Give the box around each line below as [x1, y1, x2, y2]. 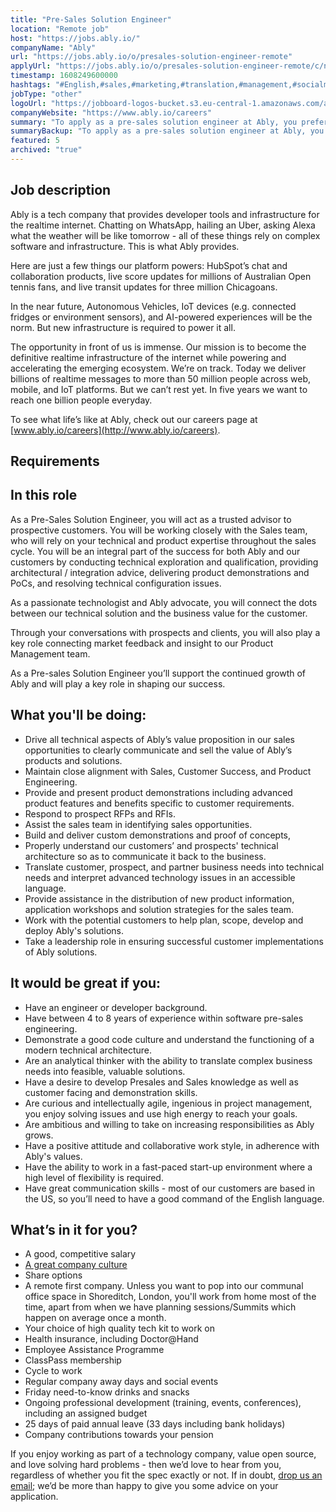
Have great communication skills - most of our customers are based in [24, 1182, 316, 1194]
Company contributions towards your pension [24, 1429, 214, 1441]
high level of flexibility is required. [24, 1171, 164, 1183]
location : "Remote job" [10, 24, 110, 34]
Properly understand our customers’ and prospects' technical [24, 839, 279, 851]
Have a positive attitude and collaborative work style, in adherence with [24, 1139, 320, 1151]
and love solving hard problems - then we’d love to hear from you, [10, 1459, 282, 1471]
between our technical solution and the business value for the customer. [10, 607, 308, 619]
